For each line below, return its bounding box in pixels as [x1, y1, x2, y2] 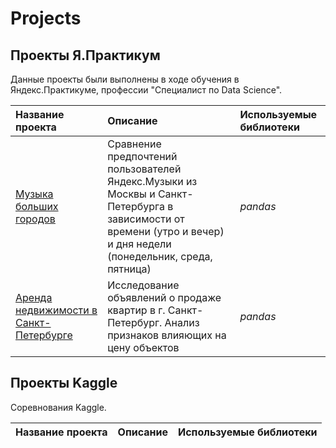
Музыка [15, 187, 54, 201]
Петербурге [15, 328, 73, 342]
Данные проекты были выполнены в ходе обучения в [10, 73, 240, 85]
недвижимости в [15, 303, 98, 317]
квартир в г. [107, 303, 166, 317]
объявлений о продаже [107, 291, 222, 304]
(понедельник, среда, [107, 250, 213, 263]
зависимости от [107, 212, 185, 226]
